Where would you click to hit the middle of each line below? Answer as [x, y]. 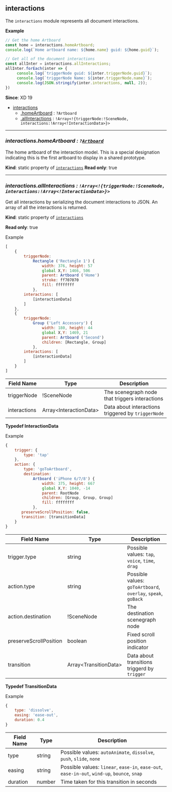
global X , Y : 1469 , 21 [65, 333]
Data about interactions [132, 407]
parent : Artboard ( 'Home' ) [71, 275]
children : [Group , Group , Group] [78, 498]
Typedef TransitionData [31, 686]
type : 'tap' [37, 455]
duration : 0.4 [29, 720]
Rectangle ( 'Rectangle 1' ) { [64, 261]
